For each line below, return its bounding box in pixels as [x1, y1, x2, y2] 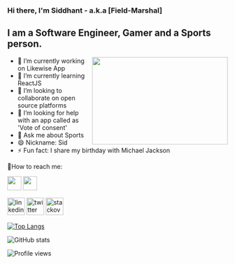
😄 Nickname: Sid [17, 138, 68, 147]
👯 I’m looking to [17, 86, 63, 94]
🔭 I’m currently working [17, 57, 85, 65]
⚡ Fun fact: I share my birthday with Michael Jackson [17, 146, 170, 154]
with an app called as [17, 116, 79, 124]
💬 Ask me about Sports [17, 131, 84, 139]
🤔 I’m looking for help [17, 108, 79, 117]
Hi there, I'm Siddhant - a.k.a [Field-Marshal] [7, 6, 163, 15]
